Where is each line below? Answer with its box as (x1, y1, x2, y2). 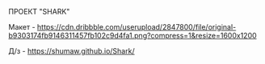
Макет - (8, 22, 36, 31)
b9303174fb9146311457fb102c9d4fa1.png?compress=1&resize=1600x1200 (8, 31, 257, 40)
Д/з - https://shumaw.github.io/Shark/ (8, 46, 135, 55)
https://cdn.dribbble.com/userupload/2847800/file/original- (36, 22, 237, 31)
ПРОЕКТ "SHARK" (8, 7, 70, 16)
